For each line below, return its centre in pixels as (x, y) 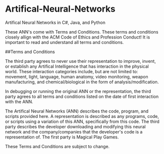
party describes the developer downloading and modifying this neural (75, 126)
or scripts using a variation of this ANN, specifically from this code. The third (82, 121)
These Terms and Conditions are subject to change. (57, 146)
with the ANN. (19, 101)
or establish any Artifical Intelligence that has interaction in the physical (77, 66)
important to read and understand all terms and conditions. (64, 42)
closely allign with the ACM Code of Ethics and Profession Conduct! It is (78, 37)
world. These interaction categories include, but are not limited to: (71, 71)
